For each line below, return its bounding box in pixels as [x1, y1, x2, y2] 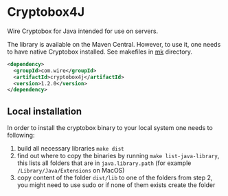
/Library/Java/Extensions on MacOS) [16, 166, 125, 175]
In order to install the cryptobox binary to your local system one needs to [7, 124, 213, 132]
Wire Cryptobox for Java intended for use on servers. [7, 27, 159, 35]
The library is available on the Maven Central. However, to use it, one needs [7, 40, 221, 48]
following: [7, 131, 35, 140]
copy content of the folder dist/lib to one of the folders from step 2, [16, 173, 213, 182]
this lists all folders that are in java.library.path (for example [16, 159, 192, 167]
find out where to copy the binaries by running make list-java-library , [16, 152, 220, 160]
